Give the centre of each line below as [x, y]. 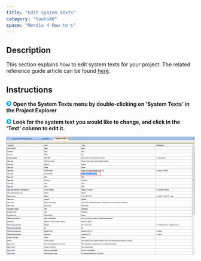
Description [28, 50]
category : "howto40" [32, 19]
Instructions [29, 90]
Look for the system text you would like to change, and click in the [97, 122]
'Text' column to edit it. [36, 128]
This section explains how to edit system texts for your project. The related [98, 65]
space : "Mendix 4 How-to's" [41, 25]
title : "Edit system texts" [41, 13]
